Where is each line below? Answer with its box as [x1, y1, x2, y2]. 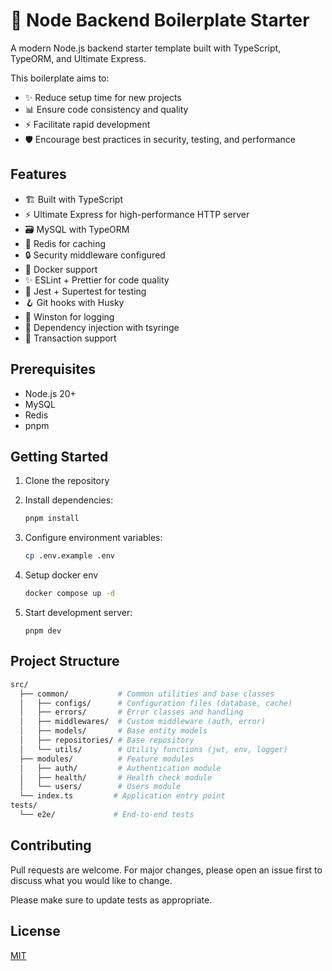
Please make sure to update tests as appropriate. [10, 894, 213, 906]
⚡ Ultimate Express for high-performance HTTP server [24, 208, 250, 220]
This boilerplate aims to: [10, 72, 110, 84]
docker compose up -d [24, 589, 115, 599]
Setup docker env [24, 569, 99, 581]
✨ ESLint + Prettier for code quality [24, 274, 170, 286]
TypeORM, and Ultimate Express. [10, 52, 147, 64]
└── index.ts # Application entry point [19, 791, 226, 801]
